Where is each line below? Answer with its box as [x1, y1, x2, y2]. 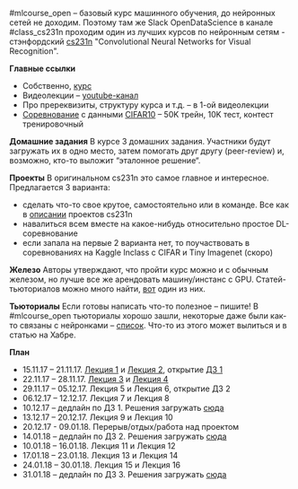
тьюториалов [9, 284, 61, 294]
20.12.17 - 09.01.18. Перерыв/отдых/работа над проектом [22, 422, 240, 432]
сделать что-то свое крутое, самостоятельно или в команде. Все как [22, 199, 290, 210]
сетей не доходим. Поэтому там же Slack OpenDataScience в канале [9, 17, 274, 28]
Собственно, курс [22, 81, 92, 91]
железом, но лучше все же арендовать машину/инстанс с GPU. [9, 274, 254, 284]
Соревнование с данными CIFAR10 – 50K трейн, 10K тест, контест [22, 109, 274, 119]
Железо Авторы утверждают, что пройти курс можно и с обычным [9, 265, 269, 275]
